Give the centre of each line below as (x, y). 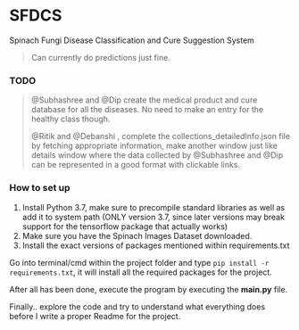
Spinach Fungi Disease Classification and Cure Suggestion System (132, 40)
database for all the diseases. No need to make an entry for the (147, 110)
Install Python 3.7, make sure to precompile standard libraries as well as (154, 207)
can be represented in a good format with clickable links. (136, 165)
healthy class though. (71, 119)
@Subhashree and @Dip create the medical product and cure (144, 100)
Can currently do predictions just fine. (101, 57)
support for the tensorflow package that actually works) (125, 226)
